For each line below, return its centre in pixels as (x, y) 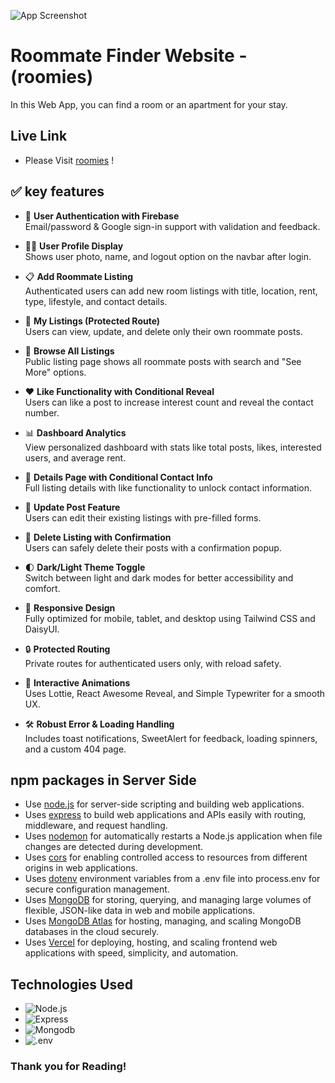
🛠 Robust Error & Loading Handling (99, 724)
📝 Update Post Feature (72, 507)
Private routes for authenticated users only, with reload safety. (153, 663)
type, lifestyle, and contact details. (96, 301)
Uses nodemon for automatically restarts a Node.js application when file (173, 836)
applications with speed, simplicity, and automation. (131, 953)
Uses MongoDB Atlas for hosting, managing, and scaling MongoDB (163, 921)
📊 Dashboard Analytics (75, 432)
